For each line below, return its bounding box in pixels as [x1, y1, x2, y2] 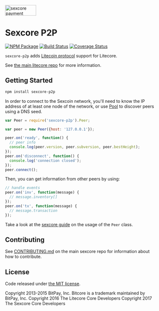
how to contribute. [5, 253, 42, 260]
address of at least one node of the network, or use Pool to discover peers [5, 103, 154, 109]
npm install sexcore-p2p [5, 89, 55, 94]
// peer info [9, 140, 36, 145]
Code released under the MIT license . [5, 281, 81, 287]
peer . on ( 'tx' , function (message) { [5, 203, 77, 209]
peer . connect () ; [5, 167, 38, 172]
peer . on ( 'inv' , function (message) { [5, 190, 79, 195]
